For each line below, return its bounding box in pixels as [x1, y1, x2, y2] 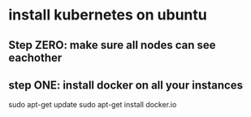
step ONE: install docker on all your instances [8, 78, 244, 92]
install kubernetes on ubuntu [8, 6, 207, 24]
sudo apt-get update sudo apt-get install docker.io [8, 100, 177, 110]
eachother [8, 50, 63, 64]
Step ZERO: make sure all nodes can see [8, 38, 217, 52]
